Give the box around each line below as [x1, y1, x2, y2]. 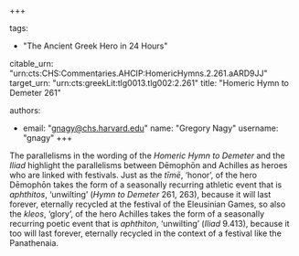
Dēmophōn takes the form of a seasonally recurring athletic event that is [9, 179, 283, 190]
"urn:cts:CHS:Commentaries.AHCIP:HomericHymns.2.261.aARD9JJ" [9, 68, 268, 79]
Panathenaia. [9, 238, 59, 248]
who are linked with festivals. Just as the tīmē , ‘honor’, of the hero [9, 170, 258, 180]
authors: [9, 105, 41, 115]
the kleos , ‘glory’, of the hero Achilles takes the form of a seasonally [9, 208, 265, 219]
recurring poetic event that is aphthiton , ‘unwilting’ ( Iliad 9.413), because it [9, 219, 290, 229]
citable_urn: [9, 59, 54, 69]
